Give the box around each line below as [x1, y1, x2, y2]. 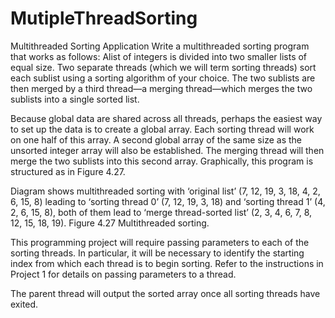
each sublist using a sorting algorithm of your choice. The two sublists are [10, 72, 316, 84]
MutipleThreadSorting [10, 7, 198, 30]
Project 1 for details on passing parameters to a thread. [10, 268, 237, 280]
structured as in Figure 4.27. [10, 165, 126, 177]
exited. [10, 298, 39, 310]
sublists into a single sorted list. [10, 93, 140, 105]
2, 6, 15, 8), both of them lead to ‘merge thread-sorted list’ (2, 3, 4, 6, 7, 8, [10, 206, 313, 218]
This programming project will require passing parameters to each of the [10, 236, 310, 248]
